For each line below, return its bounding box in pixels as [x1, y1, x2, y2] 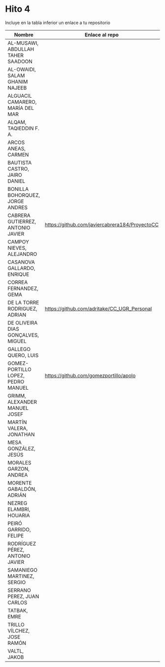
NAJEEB [7, 84, 27, 91]
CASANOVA [7, 259, 35, 266]
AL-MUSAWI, [7, 39, 39, 46]
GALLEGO [7, 346, 31, 352]
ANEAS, [7, 145, 26, 152]
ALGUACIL [7, 92, 32, 99]
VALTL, [7, 647, 24, 654]
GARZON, [7, 465, 30, 472]
